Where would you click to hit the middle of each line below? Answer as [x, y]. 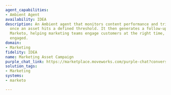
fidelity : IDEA [21, 52]
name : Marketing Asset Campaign [39, 57]
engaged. [19, 38]
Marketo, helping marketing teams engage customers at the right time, [88, 33]
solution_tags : [21, 66]
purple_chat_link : [25, 62]
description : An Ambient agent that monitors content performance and [82, 24]
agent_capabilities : [27, 10]
